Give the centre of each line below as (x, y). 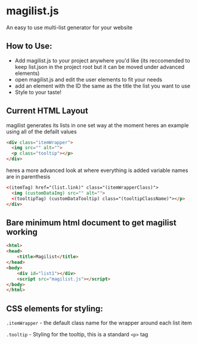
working (22, 232)
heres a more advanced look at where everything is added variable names (97, 170)
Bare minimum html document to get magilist (92, 222)
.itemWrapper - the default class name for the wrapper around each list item (99, 323)
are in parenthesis (28, 177)
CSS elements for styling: (55, 309)
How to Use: (29, 46)
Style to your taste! (38, 92)
